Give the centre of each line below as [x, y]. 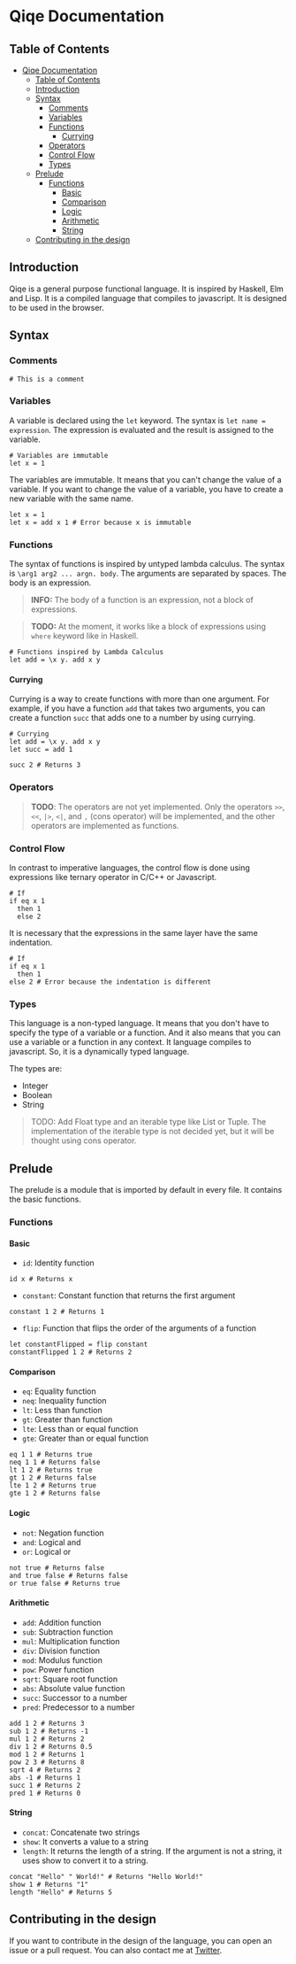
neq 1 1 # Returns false [55, 1463]
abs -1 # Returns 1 [45, 1777]
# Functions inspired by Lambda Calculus [87, 653]
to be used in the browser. [57, 307]
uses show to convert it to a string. [85, 1860]
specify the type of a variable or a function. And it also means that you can [145, 1032]
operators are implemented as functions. [105, 825]
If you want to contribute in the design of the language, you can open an [140, 1940]
